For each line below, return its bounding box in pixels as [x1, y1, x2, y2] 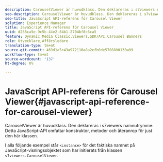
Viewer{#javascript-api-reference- [5, 96, 149, 107]
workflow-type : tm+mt [5, 52, 49, 57]
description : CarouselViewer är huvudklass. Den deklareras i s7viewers [5, 7, 155, 12]
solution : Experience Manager [5, 20, 66, 26]
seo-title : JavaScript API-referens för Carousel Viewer [5, 16, 123, 21]
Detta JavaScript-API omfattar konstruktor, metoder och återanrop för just [5, 128, 153, 133]
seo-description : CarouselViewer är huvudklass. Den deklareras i [5, 12, 142, 16]
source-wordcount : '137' [5, 57, 55, 61]
